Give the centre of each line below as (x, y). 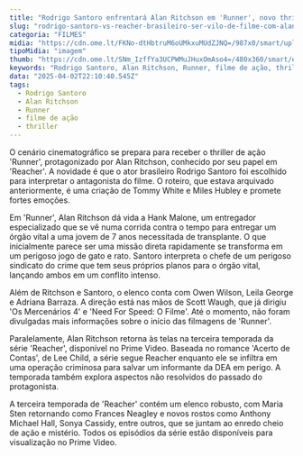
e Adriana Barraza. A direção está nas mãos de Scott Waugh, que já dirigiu (148, 302)
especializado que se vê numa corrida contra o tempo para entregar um (143, 227)
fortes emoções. (40, 200)
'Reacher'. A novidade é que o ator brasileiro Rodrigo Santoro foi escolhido (148, 171)
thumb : (22, 59)
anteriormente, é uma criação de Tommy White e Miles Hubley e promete (145, 191)
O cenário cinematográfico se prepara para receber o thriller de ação (138, 152)
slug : (19, 26)
